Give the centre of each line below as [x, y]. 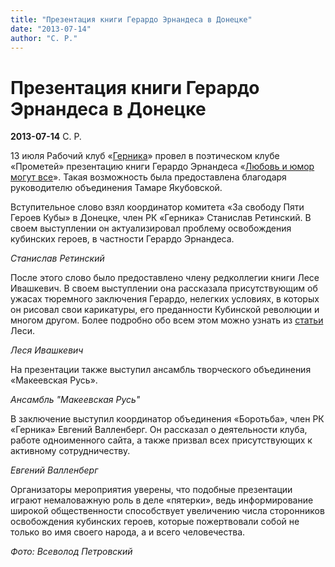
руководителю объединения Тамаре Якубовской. [116, 188]
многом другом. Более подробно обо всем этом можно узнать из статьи [167, 320]
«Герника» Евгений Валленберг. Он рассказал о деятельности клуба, [159, 430]
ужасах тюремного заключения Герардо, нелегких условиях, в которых [165, 299]
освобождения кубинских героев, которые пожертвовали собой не [155, 522]
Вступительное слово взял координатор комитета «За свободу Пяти [157, 207]
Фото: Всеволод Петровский [71, 552]
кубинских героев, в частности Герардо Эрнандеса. [122, 239]
